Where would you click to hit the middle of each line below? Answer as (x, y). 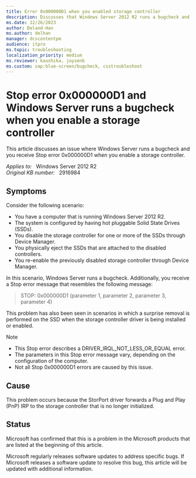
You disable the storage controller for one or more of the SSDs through (100, 235)
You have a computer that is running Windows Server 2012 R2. (90, 217)
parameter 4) (36, 302)
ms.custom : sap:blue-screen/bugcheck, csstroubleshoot (74, 66)
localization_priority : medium (44, 55)
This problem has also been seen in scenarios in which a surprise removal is (98, 313)
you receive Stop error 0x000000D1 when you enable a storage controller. (96, 155)
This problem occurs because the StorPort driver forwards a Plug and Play (96, 399)
